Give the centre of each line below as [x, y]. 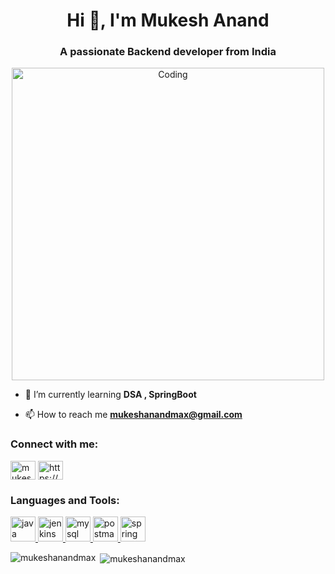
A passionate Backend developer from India [168, 52]
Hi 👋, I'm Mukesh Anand [168, 20]
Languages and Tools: [65, 500]
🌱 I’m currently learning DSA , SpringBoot [110, 395]
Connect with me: [54, 444]
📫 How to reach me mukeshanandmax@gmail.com [133, 415]
